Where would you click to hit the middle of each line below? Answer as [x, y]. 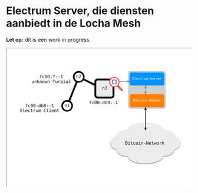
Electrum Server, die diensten [80, 11]
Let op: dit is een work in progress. [49, 39]
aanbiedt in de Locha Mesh [74, 23]
